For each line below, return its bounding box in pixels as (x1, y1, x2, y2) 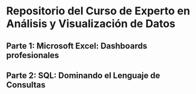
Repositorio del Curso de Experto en (6, 4, 191, 18)
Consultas (6, 80, 46, 90)
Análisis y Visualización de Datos (6, 17, 176, 31)
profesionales (6, 50, 60, 60)
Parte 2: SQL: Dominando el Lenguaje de (6, 70, 161, 80)
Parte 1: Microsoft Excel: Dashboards (6, 41, 147, 51)
